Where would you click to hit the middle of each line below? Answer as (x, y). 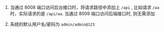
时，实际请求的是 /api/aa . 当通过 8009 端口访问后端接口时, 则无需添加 (82, 13)
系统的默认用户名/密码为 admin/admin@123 (52, 24)
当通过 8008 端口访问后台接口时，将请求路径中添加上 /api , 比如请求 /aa (84, 7)
